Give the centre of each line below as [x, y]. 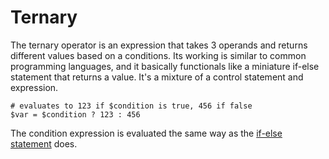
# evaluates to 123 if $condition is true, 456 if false [131, 106]
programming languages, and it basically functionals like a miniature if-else [165, 66]
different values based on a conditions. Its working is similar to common [158, 55]
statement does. [44, 143]
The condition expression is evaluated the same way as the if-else [146, 133]
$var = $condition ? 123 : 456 [75, 114]
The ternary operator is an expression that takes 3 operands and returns [159, 45]
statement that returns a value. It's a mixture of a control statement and [157, 77]
